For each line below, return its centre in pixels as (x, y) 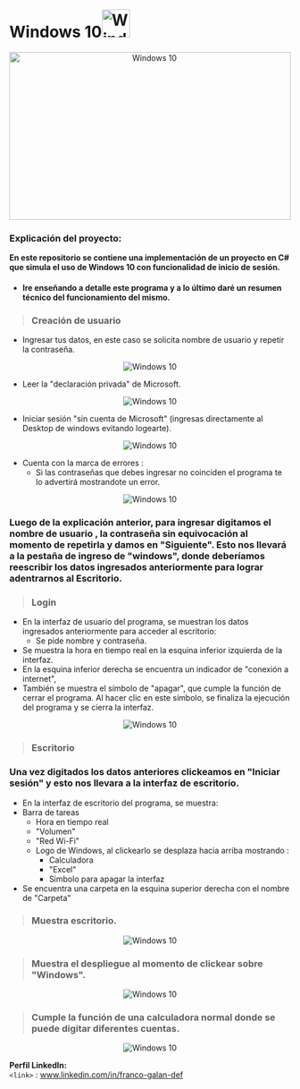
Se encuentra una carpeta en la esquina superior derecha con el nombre (156, 888)
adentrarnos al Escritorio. (66, 579)
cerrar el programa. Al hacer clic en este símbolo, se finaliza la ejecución (156, 698)
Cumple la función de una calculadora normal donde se (153, 1017)
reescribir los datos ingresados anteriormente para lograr (136, 567)
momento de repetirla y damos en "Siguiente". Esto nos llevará (148, 545)
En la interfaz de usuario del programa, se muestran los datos (135, 622)
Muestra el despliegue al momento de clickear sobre (147, 964)
